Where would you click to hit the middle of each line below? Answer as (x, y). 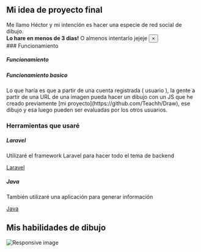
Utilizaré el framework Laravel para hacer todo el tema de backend (90, 156)
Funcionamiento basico (37, 75)
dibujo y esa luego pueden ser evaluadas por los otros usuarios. (87, 110)
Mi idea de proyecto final (54, 10)
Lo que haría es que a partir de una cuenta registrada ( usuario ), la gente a (101, 90)
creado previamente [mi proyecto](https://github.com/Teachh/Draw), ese (98, 104)
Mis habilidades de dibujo (56, 228)
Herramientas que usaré (43, 126)
